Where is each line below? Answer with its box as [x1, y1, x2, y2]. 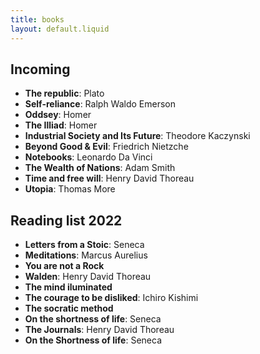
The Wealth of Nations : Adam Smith [24, 162, 176, 174]
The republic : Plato [24, 87, 105, 100]
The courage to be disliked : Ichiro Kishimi [24, 292, 199, 304]
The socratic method [24, 302, 114, 315]
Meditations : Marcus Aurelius [24, 249, 148, 261]
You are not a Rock [24, 260, 105, 272]
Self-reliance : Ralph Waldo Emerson [24, 98, 176, 110]
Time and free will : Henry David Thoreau [24, 172, 195, 185]
